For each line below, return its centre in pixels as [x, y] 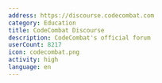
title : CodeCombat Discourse [56, 30]
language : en [30, 67]
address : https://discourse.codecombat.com [81, 15]
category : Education [42, 23]
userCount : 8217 [35, 45]
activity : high [33, 60]
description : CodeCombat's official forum [79, 38]
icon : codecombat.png [44, 52]
